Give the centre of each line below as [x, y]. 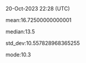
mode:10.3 [18, 55]
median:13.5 [20, 31]
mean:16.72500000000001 [39, 20]
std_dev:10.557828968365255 [43, 43]
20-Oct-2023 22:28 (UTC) [38, 9]
